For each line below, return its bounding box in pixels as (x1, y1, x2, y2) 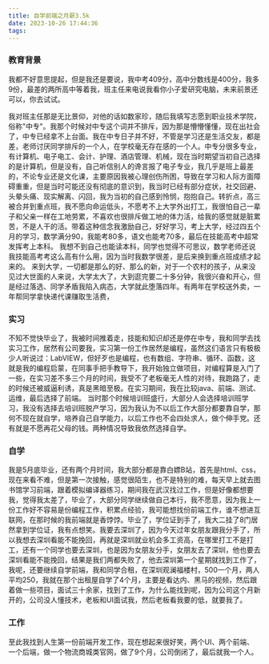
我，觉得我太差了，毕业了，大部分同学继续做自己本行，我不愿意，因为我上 (8, 495, 254, 505)
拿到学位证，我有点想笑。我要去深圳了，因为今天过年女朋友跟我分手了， (14, 525, 254, 535)
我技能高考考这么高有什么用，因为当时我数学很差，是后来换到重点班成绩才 (8, 252, 254, 261)
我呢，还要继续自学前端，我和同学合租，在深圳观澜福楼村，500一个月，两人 (8, 565, 260, 575)
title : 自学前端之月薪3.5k (8, 11, 90, 20)
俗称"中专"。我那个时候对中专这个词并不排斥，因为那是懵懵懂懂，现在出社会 (8, 121, 261, 131)
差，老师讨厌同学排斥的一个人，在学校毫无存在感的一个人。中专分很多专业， (8, 141, 261, 151)
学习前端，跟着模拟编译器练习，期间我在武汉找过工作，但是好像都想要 (22, 485, 254, 495)
